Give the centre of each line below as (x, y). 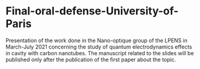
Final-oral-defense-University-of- (92, 11)
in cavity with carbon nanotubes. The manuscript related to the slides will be (100, 53)
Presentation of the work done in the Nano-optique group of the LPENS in (97, 40)
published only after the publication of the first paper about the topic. (91, 59)
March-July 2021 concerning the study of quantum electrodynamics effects (99, 47)
